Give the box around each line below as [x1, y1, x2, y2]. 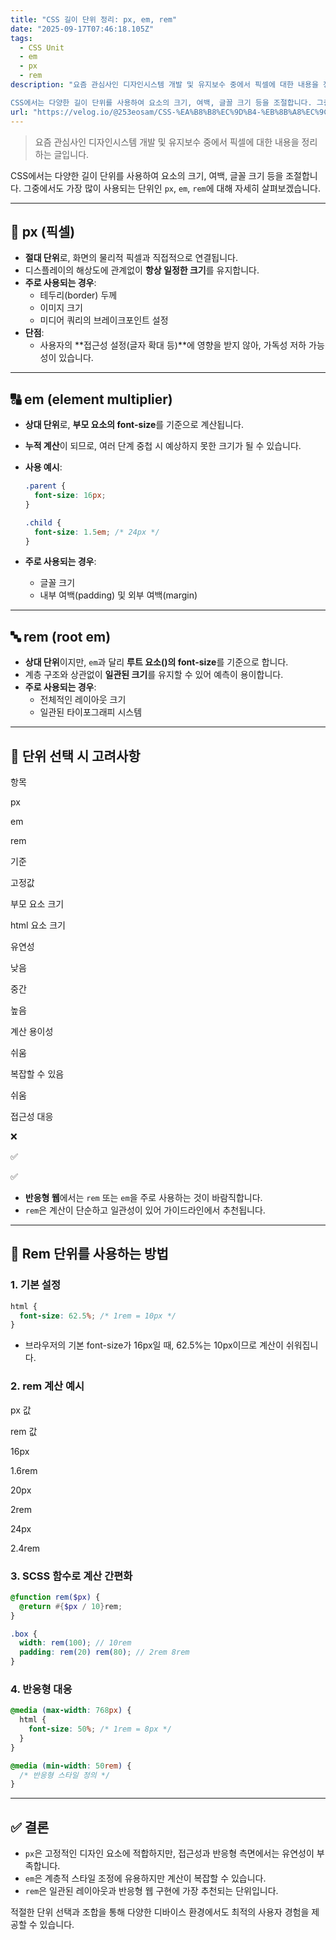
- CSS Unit [19, 42, 65, 53]
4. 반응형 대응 [10, 1682, 73, 1696]
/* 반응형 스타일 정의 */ [19, 1770, 111, 1780]
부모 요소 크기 [10, 898, 65, 910]
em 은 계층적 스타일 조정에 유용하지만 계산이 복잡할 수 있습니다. [24, 1872, 267, 1885]
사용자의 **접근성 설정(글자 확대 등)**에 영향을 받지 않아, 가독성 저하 [39, 339, 307, 351]
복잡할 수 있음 [10, 1068, 65, 1080]
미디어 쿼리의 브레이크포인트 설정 [39, 314, 169, 326]
